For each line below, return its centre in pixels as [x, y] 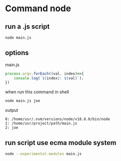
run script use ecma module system [61, 143]
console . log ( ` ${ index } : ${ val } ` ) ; [49, 78]
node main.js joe [23, 101]
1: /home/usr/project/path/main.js [41, 123]
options [17, 53]
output [12, 110]
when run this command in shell [37, 92]
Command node [38, 9]
